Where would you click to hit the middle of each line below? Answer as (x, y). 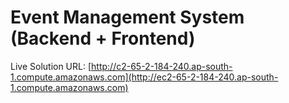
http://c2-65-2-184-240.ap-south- (162, 66)
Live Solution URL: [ (51, 66)
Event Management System (127, 17)
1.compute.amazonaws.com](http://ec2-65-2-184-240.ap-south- (144, 77)
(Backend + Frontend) (103, 38)
